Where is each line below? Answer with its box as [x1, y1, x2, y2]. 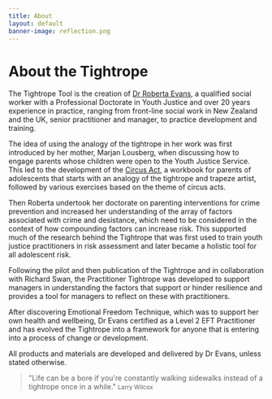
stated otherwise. [8, 358, 67, 367]
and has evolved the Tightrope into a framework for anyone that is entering [8, 324, 260, 334]
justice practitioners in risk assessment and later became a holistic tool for [8, 241, 257, 251]
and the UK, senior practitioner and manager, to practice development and [8, 115, 257, 124]
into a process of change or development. [8, 333, 149, 343]
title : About [8, 11, 53, 20]
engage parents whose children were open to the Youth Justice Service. [8, 156, 250, 167]
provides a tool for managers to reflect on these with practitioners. [8, 292, 231, 301]
